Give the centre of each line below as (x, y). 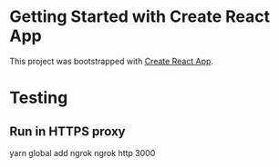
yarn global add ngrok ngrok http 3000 (83, 152)
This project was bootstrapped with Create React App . (112, 61)
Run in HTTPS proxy (67, 131)
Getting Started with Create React (140, 17)
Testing (39, 98)
